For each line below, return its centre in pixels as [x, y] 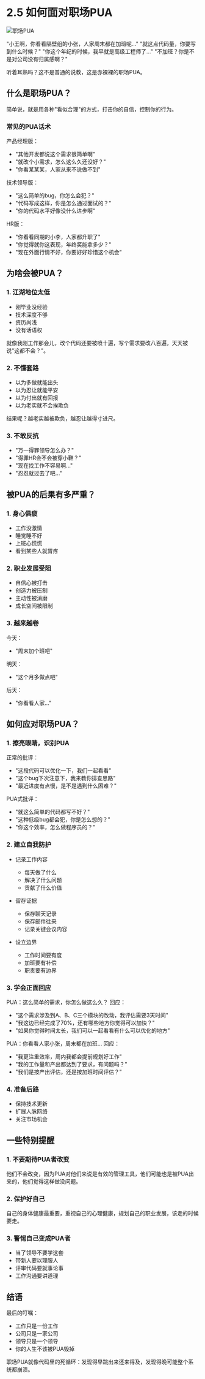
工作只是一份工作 [37, 1326]
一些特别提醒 [31, 1140]
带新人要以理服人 [37, 1261]
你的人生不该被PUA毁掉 [45, 1349]
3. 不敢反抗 [23, 436]
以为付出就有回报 [37, 398]
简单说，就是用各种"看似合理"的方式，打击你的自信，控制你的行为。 [92, 109]
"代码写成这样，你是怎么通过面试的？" [63, 203]
